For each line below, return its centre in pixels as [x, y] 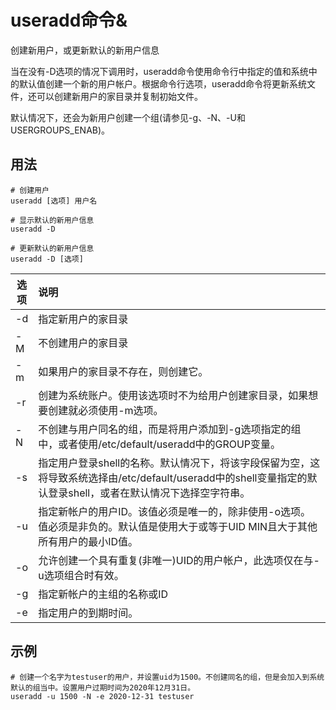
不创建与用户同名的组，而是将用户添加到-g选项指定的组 [170, 429]
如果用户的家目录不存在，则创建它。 [123, 371]
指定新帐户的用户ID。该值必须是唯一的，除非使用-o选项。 [175, 511]
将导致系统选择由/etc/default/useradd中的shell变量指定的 [173, 478]
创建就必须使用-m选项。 [106, 410]
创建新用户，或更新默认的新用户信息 [85, 50]
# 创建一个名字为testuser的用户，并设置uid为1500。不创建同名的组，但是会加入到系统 [167, 677]
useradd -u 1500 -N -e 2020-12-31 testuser [102, 696]
